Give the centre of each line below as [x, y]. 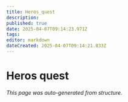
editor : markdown [28, 40]
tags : [13, 35]
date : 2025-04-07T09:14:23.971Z [47, 29]
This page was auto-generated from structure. [64, 92]
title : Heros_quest [31, 12]
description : [23, 18]
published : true [27, 23]
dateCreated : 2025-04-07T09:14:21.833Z [56, 46]
